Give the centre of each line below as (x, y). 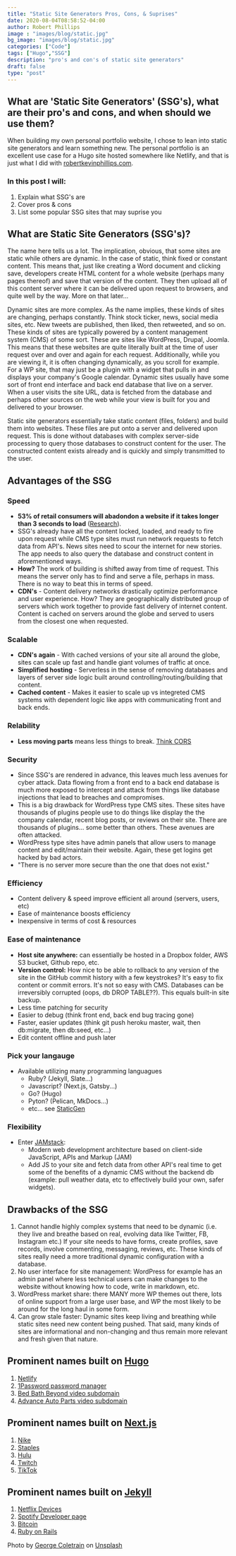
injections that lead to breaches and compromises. (91, 797)
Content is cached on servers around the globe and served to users (116, 614)
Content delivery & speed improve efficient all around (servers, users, (118, 898)
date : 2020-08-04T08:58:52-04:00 (56, 20)
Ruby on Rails (37, 1532)
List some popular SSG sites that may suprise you (89, 212)
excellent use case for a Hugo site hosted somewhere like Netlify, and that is (118, 155)
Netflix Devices (39, 1509)
